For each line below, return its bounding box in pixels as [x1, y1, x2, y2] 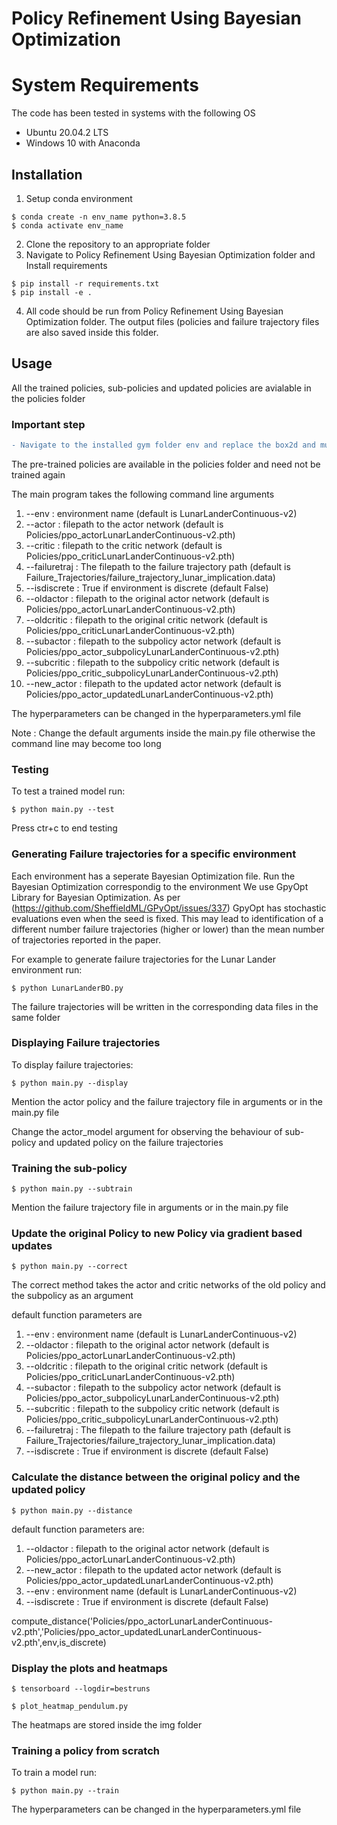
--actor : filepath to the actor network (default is [25, 518, 224, 530]
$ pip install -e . [11, 287, 93, 297]
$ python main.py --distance [11, 1505, 133, 1516]
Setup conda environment [25, 192, 133, 204]
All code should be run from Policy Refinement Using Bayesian [25, 305, 284, 317]
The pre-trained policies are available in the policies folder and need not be [11, 458, 321, 470]
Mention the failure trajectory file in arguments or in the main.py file [11, 1202, 289, 1214]
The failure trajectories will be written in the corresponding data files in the [11, 1000, 319, 1012]
